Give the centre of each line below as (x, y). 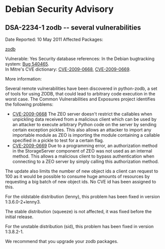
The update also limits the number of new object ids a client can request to (82, 171)
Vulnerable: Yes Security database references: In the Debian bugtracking (80, 59)
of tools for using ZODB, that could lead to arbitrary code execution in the (80, 94)
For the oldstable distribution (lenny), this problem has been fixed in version (82, 197)
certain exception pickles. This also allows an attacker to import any (82, 130)
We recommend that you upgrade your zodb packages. (62, 241)
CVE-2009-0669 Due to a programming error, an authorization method (85, 146)
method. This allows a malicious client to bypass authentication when (83, 156)
